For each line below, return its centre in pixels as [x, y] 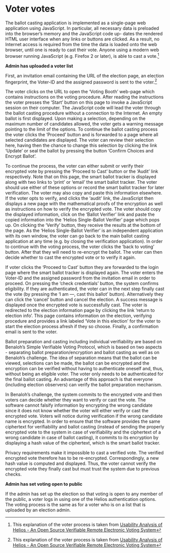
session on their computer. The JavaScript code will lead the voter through [83, 108]
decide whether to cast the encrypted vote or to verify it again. [71, 258]
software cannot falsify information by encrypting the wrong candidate [79, 405]
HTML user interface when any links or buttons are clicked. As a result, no [82, 39]
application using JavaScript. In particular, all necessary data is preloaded [82, 28]
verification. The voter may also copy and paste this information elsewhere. [84, 193]
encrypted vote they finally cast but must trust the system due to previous [82, 469]
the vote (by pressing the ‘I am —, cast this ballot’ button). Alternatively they [84, 294]
